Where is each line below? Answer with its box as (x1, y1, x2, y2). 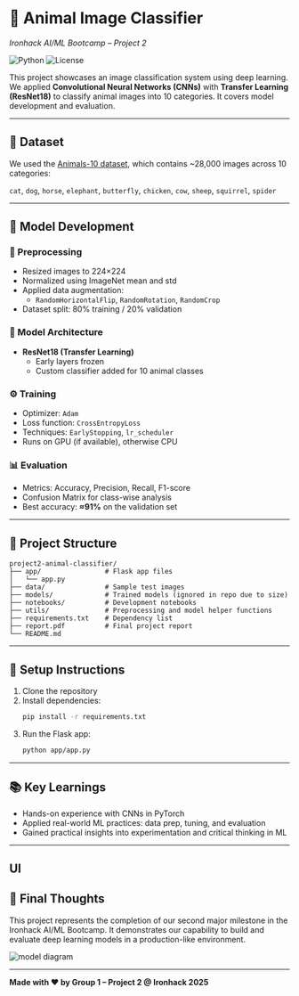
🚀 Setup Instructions (9, 662, 125, 677)
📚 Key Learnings (9, 780, 107, 796)
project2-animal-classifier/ (9, 559, 117, 568)
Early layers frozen (35, 355, 105, 366)
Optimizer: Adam (21, 408, 79, 419)
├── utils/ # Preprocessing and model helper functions (9, 606, 273, 616)
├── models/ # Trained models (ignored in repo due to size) (9, 591, 289, 600)
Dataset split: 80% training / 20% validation (21, 304, 182, 314)
